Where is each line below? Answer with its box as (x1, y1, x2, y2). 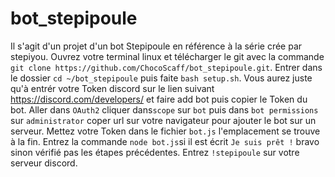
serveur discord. (10, 157, 78, 169)
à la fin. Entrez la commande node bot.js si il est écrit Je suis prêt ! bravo (10, 135, 320, 147)
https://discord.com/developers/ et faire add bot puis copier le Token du (10, 93, 308, 105)
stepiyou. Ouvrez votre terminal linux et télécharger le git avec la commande (10, 50, 325, 62)
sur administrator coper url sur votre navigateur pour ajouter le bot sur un (10, 114, 317, 126)
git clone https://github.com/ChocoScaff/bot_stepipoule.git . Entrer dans (10, 61, 323, 73)
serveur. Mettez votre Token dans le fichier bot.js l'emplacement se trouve (10, 125, 321, 137)
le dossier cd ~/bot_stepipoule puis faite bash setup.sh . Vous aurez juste (10, 72, 313, 84)
